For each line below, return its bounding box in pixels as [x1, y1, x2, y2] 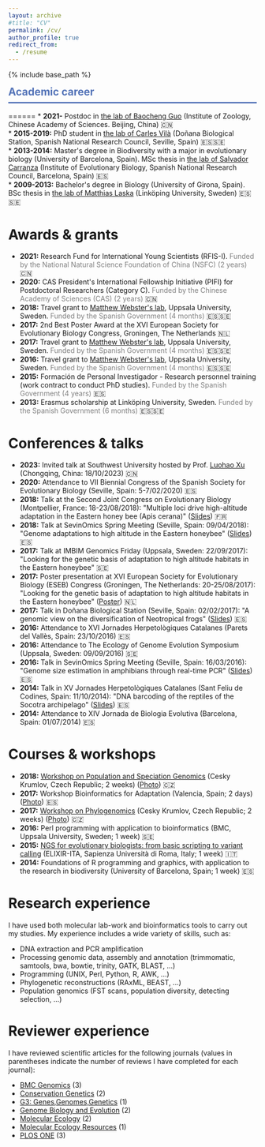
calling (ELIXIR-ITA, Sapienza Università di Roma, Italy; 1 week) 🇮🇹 [19, 849, 238, 859]
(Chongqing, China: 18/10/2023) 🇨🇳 [19, 469, 138, 478]
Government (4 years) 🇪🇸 [19, 388, 106, 399]
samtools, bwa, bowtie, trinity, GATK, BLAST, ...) [19, 961, 176, 971]
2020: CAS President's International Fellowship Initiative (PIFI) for [19, 277, 233, 287]
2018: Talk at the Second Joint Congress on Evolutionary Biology [19, 495, 231, 504]
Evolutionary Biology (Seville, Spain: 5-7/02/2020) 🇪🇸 [19, 486, 197, 496]
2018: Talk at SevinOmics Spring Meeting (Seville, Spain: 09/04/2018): [19, 520, 249, 530]
